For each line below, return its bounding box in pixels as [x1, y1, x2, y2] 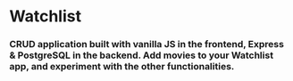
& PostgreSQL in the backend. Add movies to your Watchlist [9, 49, 274, 61]
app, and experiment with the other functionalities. [9, 61, 235, 73]
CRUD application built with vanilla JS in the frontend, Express [9, 38, 284, 51]
